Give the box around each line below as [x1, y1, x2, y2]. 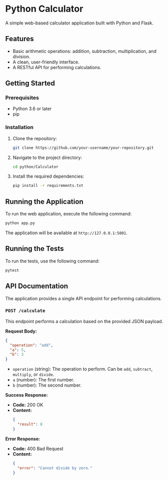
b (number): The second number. [12, 382, 82, 389]
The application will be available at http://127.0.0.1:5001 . [5, 230, 128, 236]
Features [5, 35, 34, 43]
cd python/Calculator [12, 164, 58, 169]
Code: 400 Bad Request [12, 445, 63, 452]
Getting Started [5, 79, 55, 88]
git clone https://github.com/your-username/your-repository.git [12, 145, 154, 150]
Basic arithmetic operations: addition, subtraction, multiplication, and [12, 48, 156, 54]
